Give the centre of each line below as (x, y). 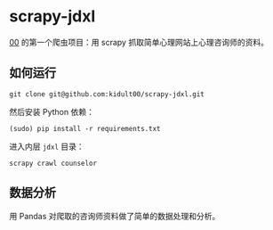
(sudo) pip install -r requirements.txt (85, 128)
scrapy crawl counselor (53, 163)
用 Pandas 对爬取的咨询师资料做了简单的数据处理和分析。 (115, 216)
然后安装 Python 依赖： (52, 111)
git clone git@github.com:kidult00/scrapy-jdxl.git (107, 94)
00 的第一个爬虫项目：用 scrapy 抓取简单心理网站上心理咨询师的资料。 (139, 42)
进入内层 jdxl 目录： (47, 146)
